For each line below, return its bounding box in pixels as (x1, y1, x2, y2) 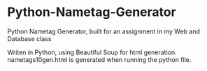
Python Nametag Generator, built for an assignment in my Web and (7, 27, 201, 35)
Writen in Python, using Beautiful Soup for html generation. (7, 48, 177, 56)
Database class (7, 34, 52, 42)
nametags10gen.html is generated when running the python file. (7, 55, 192, 63)
